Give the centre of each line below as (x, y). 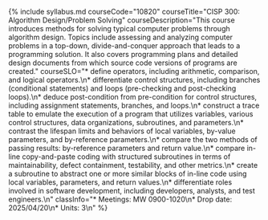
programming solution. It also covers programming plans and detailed (123, 54)
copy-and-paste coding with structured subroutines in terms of (126, 157)
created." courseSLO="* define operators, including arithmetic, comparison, (134, 71)
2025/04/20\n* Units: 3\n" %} (58, 208)
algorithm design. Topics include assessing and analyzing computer (121, 37)
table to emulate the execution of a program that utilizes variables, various (131, 114)
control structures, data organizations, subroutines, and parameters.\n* (126, 122)
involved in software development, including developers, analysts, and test (132, 191)
